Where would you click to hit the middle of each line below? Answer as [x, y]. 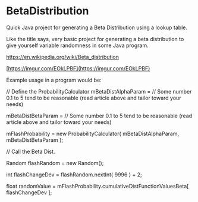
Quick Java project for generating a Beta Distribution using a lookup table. [97, 27]
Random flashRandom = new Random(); [55, 163]
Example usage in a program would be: [54, 80]
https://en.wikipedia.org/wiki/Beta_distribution [62, 57]
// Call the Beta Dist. [31, 151]
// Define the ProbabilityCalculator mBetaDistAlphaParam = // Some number [99, 91]
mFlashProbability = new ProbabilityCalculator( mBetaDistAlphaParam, [93, 133]
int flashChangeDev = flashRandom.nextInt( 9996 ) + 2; [74, 175]
